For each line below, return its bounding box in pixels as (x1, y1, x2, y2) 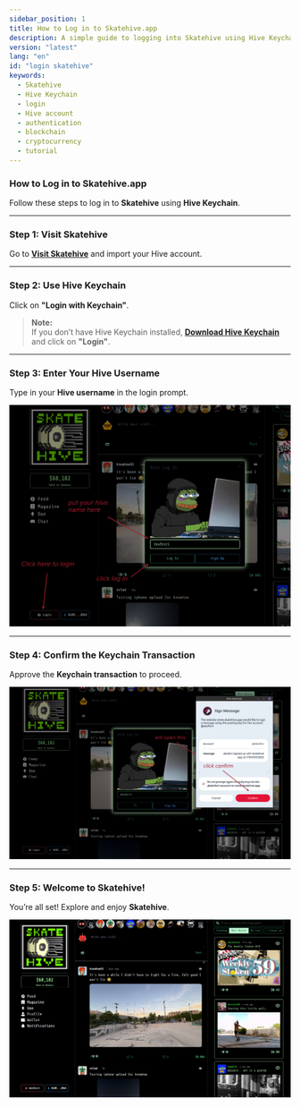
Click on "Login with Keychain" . (9, 300, 129, 311)
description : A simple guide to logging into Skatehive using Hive (9, 33, 266, 42)
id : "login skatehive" (9, 62, 94, 71)
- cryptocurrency (17, 137, 82, 147)
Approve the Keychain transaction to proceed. (9, 668, 182, 679)
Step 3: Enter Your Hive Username (9, 367, 161, 379)
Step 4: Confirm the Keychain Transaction (9, 649, 196, 661)
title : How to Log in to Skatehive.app (9, 23, 158, 33)
